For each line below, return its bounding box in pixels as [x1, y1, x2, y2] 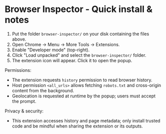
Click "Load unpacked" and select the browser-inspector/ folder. [12, 52, 146, 58]
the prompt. [12, 98, 37, 104]
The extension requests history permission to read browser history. [12, 77, 152, 83]
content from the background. [12, 87, 74, 93]
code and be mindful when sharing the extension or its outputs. [12, 123, 143, 129]
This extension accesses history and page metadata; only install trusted [12, 117, 161, 123]
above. [12, 36, 27, 42]
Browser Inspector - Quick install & [5, 4, 153, 15]
